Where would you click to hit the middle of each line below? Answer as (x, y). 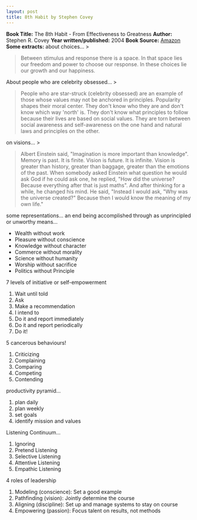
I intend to (27, 312)
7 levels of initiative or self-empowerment (56, 282)
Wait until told (31, 293)
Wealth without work (40, 233)
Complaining (30, 360)
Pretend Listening (36, 450)
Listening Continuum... (33, 432)
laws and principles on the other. (60, 131)
